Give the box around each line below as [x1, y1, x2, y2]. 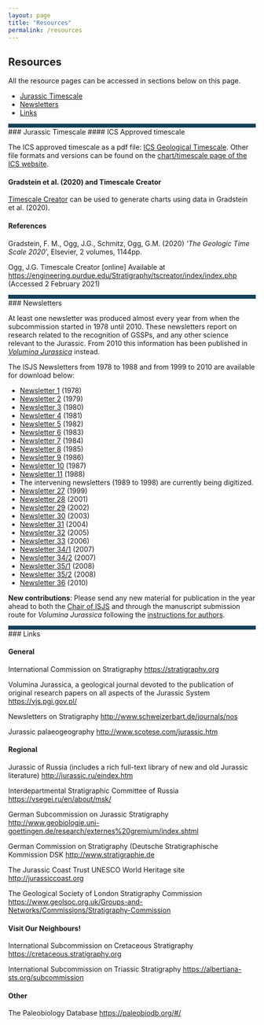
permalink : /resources [8, 26, 82, 34]
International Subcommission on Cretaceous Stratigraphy [8, 941, 194, 950]
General [8, 647, 35, 657]
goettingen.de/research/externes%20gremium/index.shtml [8, 827, 199, 835]
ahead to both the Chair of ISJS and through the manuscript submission [8, 601, 241, 610]
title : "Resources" [8, 19, 72, 27]
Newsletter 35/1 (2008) [19, 561, 95, 570]
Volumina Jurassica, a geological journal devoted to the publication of [8, 680, 234, 689]
